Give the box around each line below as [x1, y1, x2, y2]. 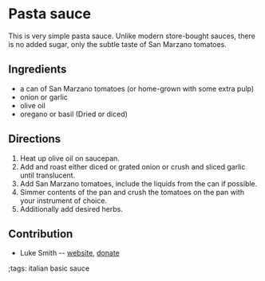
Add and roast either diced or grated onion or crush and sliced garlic [19, 162, 246, 171]
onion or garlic [19, 92, 68, 102]
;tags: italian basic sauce [8, 263, 90, 273]
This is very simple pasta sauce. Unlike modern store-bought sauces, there [8, 31, 255, 41]
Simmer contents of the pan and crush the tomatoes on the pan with [19, 187, 245, 197]
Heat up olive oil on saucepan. [19, 153, 120, 163]
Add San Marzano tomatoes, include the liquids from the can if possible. [19, 178, 258, 188]
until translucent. [19, 170, 76, 180]
